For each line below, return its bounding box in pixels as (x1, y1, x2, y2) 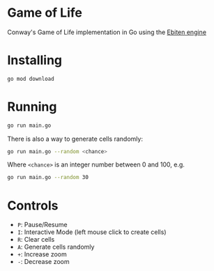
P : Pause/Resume (17, 221, 68, 229)
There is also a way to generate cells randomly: (7, 134, 143, 143)
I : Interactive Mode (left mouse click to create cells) (17, 228, 167, 236)
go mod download (7, 75, 54, 82)
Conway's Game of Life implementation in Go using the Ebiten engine (7, 28, 207, 36)
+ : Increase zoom (17, 250, 68, 258)
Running (7, 99, 57, 114)
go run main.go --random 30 (7, 174, 89, 181)
